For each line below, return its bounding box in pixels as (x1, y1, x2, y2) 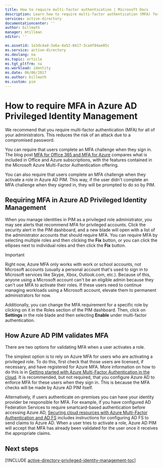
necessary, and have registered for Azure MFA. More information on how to (5, 364, 156, 370)
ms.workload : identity (5, 66, 51, 71)
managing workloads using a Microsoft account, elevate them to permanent (5, 287, 157, 293)
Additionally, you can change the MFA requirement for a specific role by (5, 301, 148, 307)
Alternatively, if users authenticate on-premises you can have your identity (5, 394, 154, 400)
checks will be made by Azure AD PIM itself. (5, 385, 93, 391)
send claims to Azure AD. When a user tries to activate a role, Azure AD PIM (5, 420, 157, 426)
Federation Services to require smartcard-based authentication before (5, 405, 146, 411)
